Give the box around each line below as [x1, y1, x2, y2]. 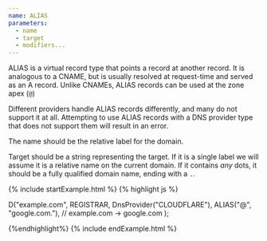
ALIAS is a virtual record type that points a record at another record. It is [8, 63, 245, 73]
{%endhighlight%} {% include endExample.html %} [8, 224, 178, 234]
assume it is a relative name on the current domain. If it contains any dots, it [8, 160, 257, 170]
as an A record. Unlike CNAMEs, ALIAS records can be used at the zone [8, 81, 245, 90]
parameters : [8, 19, 48, 27]
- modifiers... [15, 41, 66, 49]
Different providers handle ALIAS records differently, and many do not [8, 105, 238, 114]
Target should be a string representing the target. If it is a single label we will [8, 152, 259, 162]
